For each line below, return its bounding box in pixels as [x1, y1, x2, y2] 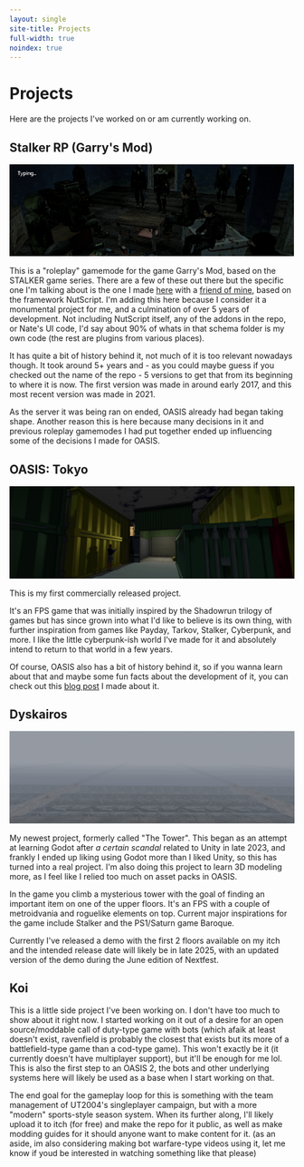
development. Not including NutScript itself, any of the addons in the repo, [9, 314, 287, 325]
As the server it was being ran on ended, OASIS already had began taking [9, 406, 284, 417]
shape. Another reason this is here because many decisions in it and [9, 416, 264, 427]
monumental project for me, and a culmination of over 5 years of [9, 304, 250, 315]
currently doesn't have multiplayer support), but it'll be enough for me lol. [9, 1053, 283, 1064]
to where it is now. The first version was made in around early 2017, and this [9, 379, 292, 390]
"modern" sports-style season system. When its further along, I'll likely [9, 1109, 274, 1120]
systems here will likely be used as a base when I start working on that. [9, 1072, 275, 1083]
